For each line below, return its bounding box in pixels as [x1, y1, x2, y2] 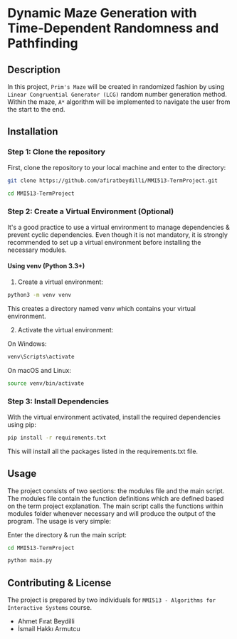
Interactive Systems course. [7, 603, 93, 612]
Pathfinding [7, 36, 78, 51]
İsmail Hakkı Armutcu [17, 625, 80, 633]
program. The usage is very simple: [7, 517, 112, 525]
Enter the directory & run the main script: [7, 530, 127, 539]
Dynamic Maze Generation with [7, 5, 197, 21]
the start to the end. [7, 105, 65, 113]
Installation [7, 126, 58, 138]
